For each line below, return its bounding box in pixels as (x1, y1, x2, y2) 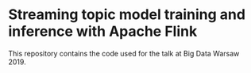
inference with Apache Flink (8, 22, 198, 40)
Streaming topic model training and (8, 6, 246, 24)
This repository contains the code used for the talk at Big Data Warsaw (8, 48, 240, 58)
